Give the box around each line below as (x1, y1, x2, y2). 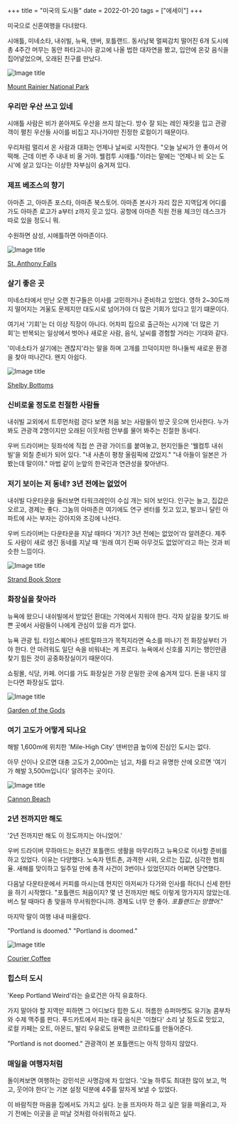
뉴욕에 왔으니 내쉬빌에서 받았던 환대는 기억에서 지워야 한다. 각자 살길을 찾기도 (7, 612, 222, 620)
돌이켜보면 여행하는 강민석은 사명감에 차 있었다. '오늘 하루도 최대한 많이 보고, (7, 1076, 220, 1085)
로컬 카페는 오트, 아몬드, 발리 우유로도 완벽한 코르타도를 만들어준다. (7, 1024, 193, 1032)
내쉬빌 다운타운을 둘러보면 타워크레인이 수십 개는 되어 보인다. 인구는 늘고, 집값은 (7, 496, 229, 505)
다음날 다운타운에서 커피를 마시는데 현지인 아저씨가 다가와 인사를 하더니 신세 (7, 880, 218, 888)
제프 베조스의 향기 (7, 180, 65, 190)
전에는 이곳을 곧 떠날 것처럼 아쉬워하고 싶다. (14, 1109, 136, 1118)
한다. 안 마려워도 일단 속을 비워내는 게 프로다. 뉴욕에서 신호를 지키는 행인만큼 (14, 644, 227, 654)
